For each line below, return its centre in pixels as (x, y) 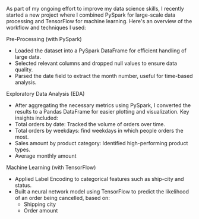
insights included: (36, 118)
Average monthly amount (45, 156)
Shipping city (40, 204)
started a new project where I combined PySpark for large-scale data (91, 15)
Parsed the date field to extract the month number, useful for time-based (104, 76)
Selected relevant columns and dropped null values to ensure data (96, 63)
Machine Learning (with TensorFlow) (51, 167)
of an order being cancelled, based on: (62, 198)
